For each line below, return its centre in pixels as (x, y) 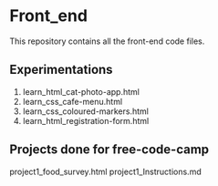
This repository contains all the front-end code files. (107, 41)
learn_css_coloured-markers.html (85, 111)
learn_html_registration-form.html (86, 120)
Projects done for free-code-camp (109, 150)
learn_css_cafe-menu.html (73, 101)
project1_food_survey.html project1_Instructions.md (106, 171)
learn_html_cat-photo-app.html (81, 91)
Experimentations (61, 70)
